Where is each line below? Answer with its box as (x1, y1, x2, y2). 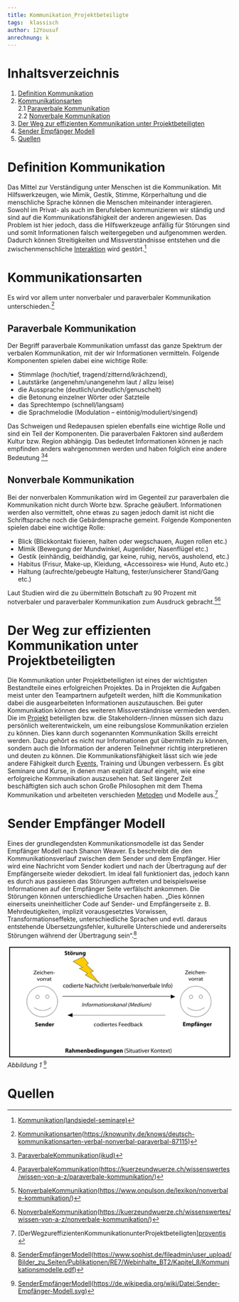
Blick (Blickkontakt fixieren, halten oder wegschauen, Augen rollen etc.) (17, 537, 228, 545)
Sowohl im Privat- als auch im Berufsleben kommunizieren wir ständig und (7, 206, 225, 214)
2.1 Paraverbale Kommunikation (17, 104, 110, 113)
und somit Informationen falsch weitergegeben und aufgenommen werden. (7, 229, 228, 237)
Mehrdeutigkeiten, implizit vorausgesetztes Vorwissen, (7, 907, 169, 915)
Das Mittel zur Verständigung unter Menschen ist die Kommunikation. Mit (7, 183, 222, 191)
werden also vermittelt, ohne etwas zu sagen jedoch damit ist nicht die (7, 508, 215, 516)
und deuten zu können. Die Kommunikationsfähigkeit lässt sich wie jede (7, 752, 218, 760)
